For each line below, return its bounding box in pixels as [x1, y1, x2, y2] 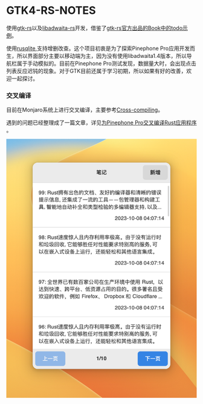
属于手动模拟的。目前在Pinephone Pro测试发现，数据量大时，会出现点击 [16, 60, 196, 67]
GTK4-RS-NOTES [6, 4, 96, 17]
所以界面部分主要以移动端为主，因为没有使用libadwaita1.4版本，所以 [16, 52, 187, 59]
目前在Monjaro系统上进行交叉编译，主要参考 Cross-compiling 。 [6, 106, 164, 113]
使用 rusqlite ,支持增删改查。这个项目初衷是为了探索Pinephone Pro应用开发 [6, 45, 190, 52]
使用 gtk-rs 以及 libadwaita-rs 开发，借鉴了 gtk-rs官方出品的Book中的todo [6, 24, 183, 31]
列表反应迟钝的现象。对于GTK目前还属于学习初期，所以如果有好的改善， [6, 67, 187, 74]
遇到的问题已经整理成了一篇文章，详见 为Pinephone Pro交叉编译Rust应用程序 [6, 119, 198, 127]
